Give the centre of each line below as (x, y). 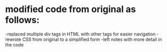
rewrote (13, 39)
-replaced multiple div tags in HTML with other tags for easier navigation (80, 34)
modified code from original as (71, 9)
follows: (22, 20)
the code (15, 44)
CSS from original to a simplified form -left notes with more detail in (92, 39)
